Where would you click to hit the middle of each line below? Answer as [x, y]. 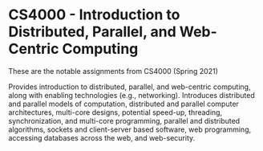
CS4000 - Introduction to [94, 15]
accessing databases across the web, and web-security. [102, 137]
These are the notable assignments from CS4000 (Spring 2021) [113, 71]
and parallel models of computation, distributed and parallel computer [123, 104]
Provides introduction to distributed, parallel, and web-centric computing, [129, 87]
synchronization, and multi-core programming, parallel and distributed [124, 120]
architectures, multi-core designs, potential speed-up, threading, [115, 112]
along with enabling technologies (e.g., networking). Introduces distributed [131, 95]
